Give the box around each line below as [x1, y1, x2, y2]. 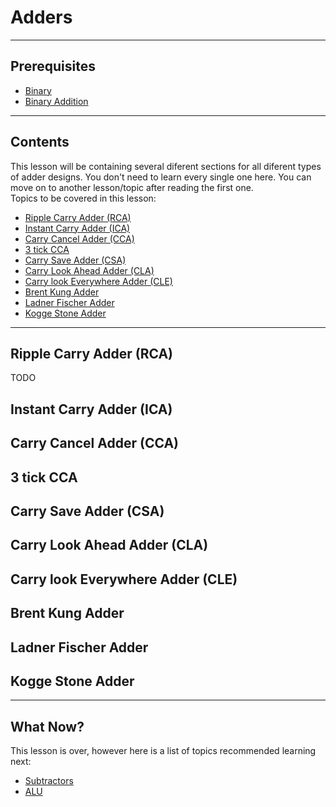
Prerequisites [10, 58, 96, 75]
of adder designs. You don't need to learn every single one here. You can [10, 171, 312, 183]
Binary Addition [24, 95, 89, 107]
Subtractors [24, 775, 74, 787]
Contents [10, 134, 70, 151]
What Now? [10, 718, 85, 735]
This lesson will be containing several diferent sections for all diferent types [10, 160, 322, 172]
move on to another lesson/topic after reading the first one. [10, 181, 254, 193]
